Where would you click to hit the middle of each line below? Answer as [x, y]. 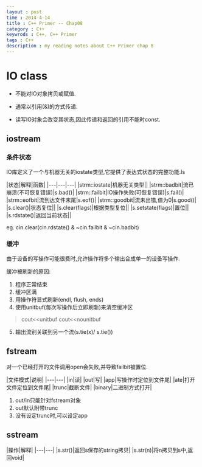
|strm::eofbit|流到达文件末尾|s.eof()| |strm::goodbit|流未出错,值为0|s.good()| [101, 200]
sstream [22, 435]
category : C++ [26, 29]
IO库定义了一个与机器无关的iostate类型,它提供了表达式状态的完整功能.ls [96, 171]
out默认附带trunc [37, 407]
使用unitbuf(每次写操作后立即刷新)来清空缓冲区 [74, 307]
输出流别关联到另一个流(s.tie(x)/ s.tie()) [64, 331]
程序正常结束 [31, 284]
